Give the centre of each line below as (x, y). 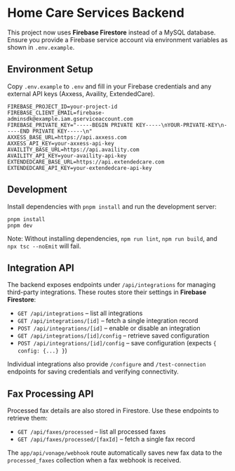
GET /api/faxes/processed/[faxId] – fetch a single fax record (106, 439)
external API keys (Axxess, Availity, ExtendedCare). (81, 93)
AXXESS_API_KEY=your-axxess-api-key (61, 143)
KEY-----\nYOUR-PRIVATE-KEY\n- (182, 125)
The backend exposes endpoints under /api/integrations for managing (112, 285)
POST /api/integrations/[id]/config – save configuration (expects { (117, 343)
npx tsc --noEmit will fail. (44, 246)
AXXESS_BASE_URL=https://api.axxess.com (67, 137)
